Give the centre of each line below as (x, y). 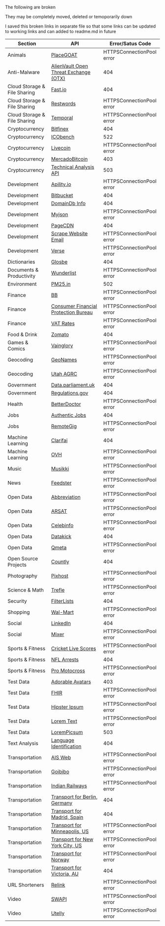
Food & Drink (23, 334)
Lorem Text (64, 721)
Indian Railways (69, 786)
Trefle (58, 590)
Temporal (62, 118)
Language (63, 740)
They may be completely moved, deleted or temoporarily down (69, 17)
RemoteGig (64, 426)
